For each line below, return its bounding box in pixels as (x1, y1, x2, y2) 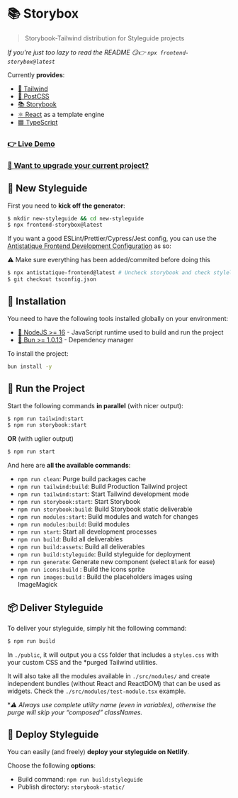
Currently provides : (7, 70, 65, 79)
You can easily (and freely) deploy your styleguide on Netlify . (7, 747, 190, 755)
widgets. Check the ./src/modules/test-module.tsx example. (7, 687, 186, 695)
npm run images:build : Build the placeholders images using (17, 573, 193, 581)
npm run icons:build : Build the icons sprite (17, 565, 145, 574)
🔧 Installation (7, 296, 67, 308)
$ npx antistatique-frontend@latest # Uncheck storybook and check (7, 269, 211, 276)
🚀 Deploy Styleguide (7, 729, 99, 741)
